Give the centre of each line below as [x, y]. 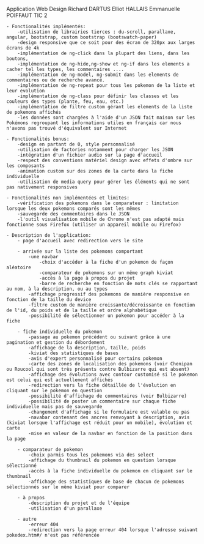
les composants [26, 166]
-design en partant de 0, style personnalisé [76, 144]
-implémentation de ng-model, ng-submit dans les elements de [98, 75]
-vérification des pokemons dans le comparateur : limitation [98, 203]
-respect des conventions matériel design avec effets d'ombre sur [105, 160]
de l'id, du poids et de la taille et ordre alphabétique [82, 310]
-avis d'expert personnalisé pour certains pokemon [96, 359]
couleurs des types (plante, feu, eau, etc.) [65, 102]
